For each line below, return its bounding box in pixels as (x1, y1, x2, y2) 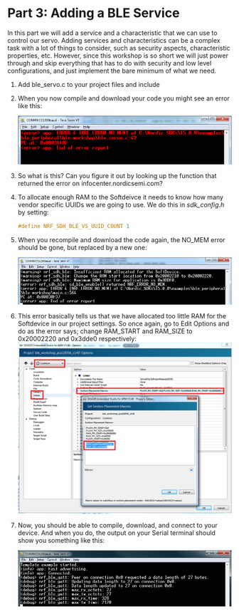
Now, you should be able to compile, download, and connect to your (17, 521, 218, 529)
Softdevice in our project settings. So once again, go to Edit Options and (17, 319, 230, 328)
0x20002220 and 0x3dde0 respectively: (17, 334, 137, 343)
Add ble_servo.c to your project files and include (17, 80, 160, 88)
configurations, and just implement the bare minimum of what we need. (7, 66, 217, 75)
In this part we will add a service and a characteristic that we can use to (7, 28, 218, 37)
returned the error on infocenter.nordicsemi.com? (17, 179, 164, 187)
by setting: (17, 208, 49, 217)
